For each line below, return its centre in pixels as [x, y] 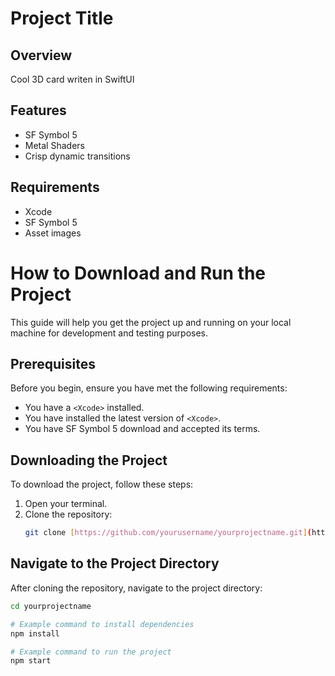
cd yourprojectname [51, 606]
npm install [35, 633]
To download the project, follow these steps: [102, 484]
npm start [31, 661]
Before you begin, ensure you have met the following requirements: [149, 388]
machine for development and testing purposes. [109, 333]
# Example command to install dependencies [102, 624]
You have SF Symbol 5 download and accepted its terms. [142, 429]
